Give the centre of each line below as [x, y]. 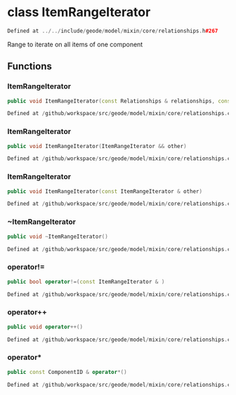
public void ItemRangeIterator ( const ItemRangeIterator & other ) [105, 191]
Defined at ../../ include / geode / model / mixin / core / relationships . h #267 [113, 31]
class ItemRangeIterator [79, 12]
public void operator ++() [45, 327]
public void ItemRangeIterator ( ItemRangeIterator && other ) [97, 146]
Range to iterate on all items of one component [75, 44]
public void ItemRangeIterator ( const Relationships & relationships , [111, 101]
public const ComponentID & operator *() [67, 372]
